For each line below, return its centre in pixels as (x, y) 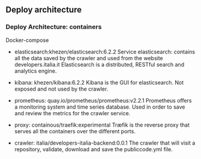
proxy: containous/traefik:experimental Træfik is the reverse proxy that (102, 125)
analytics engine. (36, 71)
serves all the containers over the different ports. (75, 131)
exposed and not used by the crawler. (61, 89)
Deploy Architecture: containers (54, 27)
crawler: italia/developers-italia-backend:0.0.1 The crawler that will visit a (105, 143)
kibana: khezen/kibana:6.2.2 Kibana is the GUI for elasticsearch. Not (99, 82)
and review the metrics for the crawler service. (72, 113)
